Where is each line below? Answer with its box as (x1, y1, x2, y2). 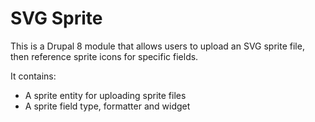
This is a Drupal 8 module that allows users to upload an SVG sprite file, (10, 40, 305, 52)
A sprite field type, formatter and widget (24, 100, 191, 112)
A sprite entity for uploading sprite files (24, 89, 187, 101)
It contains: (10, 70, 57, 82)
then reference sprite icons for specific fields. (10, 50, 199, 62)
